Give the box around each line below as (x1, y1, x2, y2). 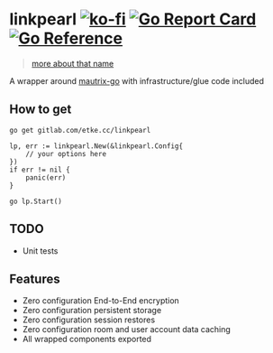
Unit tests (22, 245, 59, 256)
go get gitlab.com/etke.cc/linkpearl (9, 125, 151, 135)
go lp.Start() (9, 197, 63, 206)
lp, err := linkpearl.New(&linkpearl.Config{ (9, 141, 183, 151)
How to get (9, 102, 72, 117)
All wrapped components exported (22, 334, 151, 345)
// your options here (25, 149, 106, 158)
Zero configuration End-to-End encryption (22, 295, 180, 306)
